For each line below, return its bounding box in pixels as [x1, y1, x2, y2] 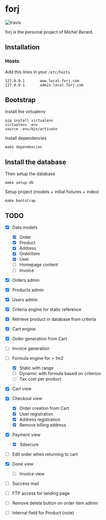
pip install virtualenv [5, 118, 53, 123]
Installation [5, 43, 40, 52]
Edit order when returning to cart [12, 451, 78, 457]
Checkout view [12, 396, 42, 401]
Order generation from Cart [12, 336, 67, 341]
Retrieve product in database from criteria [12, 316, 96, 322]
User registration [19, 411, 53, 417]
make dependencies [5, 145, 42, 150]
